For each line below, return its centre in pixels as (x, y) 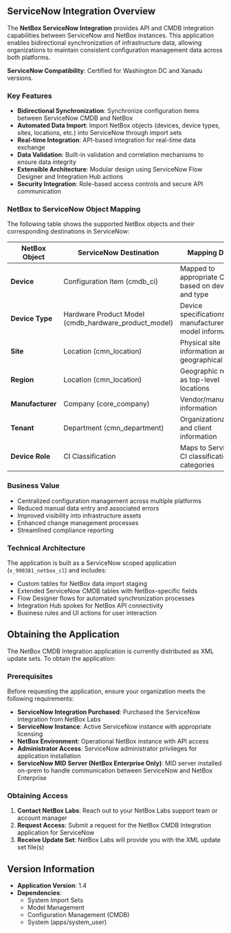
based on (195, 286)
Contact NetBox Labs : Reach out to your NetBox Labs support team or (117, 811)
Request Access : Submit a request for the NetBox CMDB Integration (114, 826)
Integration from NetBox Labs (59, 719)
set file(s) (31, 848)
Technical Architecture (46, 548)
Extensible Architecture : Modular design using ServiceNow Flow (110, 170)
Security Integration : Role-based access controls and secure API (110, 184)
